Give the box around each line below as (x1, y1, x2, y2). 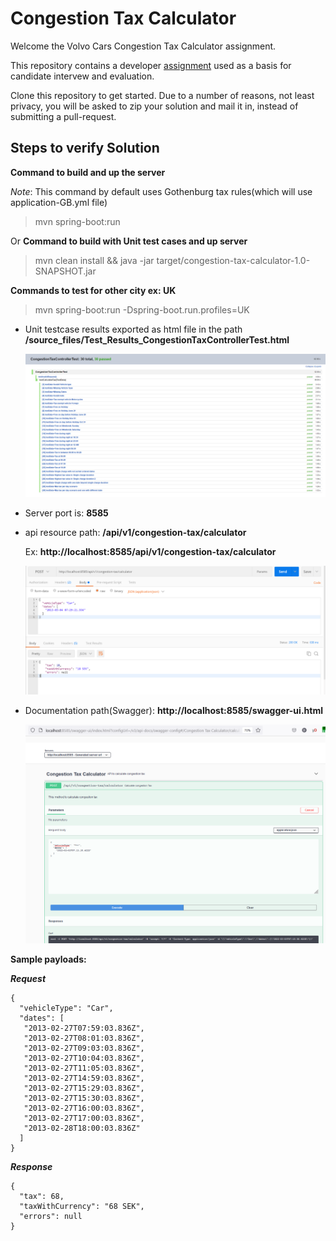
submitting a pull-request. (10, 110, 117, 122)
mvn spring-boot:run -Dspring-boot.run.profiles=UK (34, 303, 250, 316)
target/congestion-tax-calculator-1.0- (156, 254, 311, 266)
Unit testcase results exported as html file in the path (24, 323, 243, 335)
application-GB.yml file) (10, 196, 108, 208)
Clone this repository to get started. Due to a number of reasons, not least (10, 89, 315, 101)
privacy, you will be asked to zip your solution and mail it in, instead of (10, 100, 299, 112)
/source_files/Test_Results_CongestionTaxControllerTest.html (24, 333, 290, 346)
